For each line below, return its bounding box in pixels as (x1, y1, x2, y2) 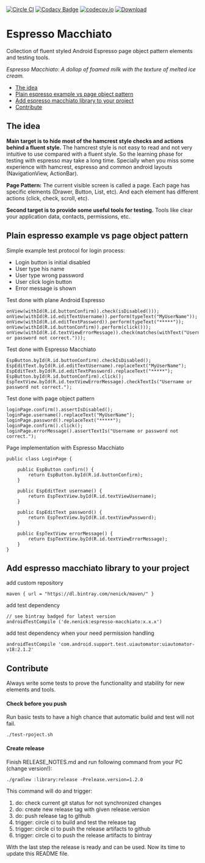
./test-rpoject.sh (6, 732, 53, 738)
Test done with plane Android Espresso (6, 296, 105, 303)
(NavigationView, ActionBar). (6, 170, 79, 177)
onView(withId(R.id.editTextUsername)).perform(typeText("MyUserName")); (6, 313, 198, 320)
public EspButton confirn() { (17, 466, 95, 472)
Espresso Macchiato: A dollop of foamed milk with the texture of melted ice (6, 65, 196, 73)
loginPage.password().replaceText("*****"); (6, 417, 121, 424)
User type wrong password (15, 272, 84, 279)
